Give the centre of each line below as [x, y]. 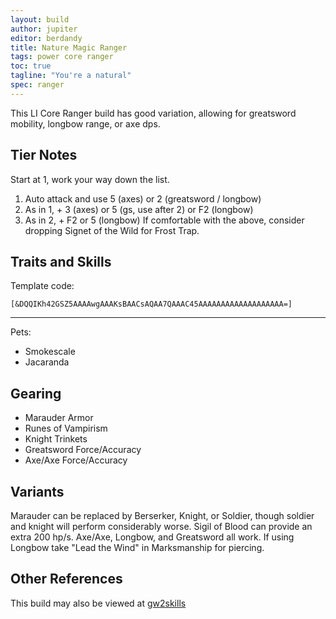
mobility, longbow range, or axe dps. [85, 123]
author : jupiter [44, 29]
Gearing [36, 393]
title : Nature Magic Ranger [69, 47]
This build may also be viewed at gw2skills [98, 603]
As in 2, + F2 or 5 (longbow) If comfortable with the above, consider [164, 220]
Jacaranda [47, 362]
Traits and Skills [61, 261]
